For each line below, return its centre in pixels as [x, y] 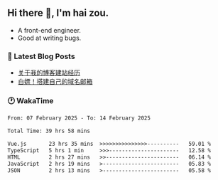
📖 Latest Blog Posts [42, 56]
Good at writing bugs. [49, 38]
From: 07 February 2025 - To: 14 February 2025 [79, 118]
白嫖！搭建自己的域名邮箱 [55, 82]
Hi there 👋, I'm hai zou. [58, 13]
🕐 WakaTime [31, 101]
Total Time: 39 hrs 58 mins [49, 131]
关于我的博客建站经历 [49, 73]
